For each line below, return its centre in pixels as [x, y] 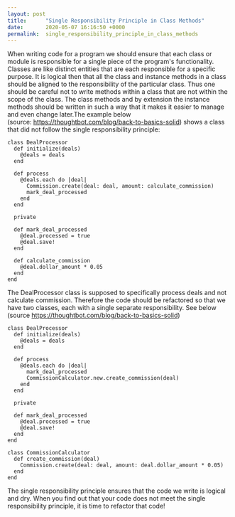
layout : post [27, 14]
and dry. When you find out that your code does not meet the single [106, 499]
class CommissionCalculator [49, 453]
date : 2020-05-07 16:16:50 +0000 [66, 27]
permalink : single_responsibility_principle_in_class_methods [103, 34]
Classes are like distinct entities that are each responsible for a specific [111, 69]
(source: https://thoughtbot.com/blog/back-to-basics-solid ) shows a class [116, 122]
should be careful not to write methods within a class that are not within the [118, 92]
